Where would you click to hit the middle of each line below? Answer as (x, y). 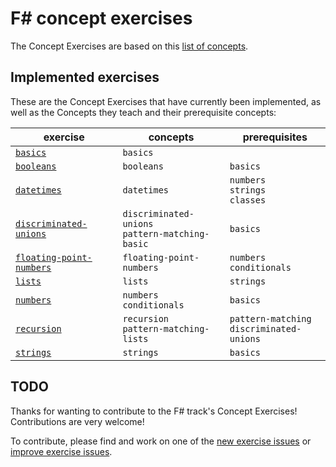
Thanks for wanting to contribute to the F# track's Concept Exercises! (154, 411)
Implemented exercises (85, 77)
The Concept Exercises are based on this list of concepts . (129, 46)
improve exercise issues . (61, 451)
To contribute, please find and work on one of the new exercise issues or (161, 441)
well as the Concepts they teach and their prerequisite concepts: (143, 112)
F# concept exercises (101, 18)
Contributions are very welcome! (77, 421)
